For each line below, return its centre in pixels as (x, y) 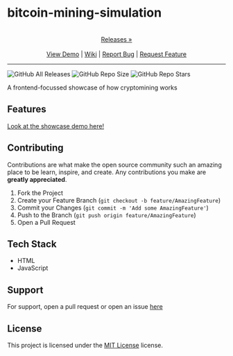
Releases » (116, 39)
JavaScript (33, 268)
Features (27, 109)
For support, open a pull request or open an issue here (85, 307)
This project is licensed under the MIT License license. (85, 345)
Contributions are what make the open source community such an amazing (114, 164)
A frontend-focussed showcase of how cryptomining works (93, 87)
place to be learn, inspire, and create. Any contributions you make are (107, 172)
